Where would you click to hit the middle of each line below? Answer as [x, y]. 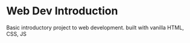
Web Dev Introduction [62, 11]
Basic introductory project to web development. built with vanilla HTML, [95, 27]
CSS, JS [17, 33]
